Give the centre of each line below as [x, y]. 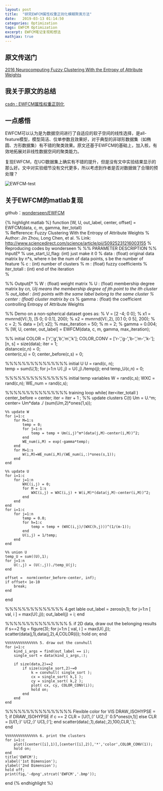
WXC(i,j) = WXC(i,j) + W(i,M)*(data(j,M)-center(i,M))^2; [91, 493]
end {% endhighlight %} [29, 783]
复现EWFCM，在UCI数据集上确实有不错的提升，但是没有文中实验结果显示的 [81, 162]
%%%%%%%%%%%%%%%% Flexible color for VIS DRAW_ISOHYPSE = [81, 712]
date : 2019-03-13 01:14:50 [34, 18]
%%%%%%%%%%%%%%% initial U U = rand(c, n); [59, 364]
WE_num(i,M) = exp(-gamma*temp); [56, 442]
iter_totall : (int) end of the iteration [40, 269]
